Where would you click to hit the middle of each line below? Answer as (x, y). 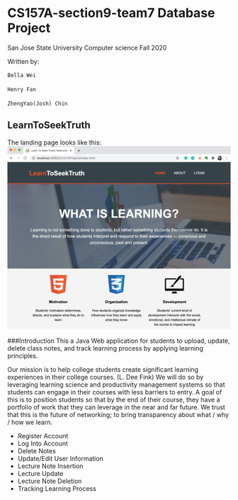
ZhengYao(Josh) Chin (38, 103)
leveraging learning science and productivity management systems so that (116, 385)
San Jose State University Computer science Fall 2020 (87, 47)
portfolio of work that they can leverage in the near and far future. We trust (116, 407)
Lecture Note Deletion (50, 481)
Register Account (43, 436)
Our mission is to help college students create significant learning (103, 369)
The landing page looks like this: (55, 142)
